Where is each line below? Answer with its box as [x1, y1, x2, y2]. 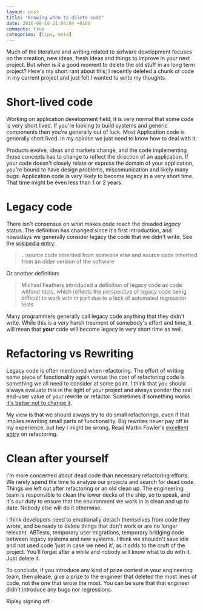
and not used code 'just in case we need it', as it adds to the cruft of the [6, 542, 185, 549]
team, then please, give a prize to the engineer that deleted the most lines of [6, 573, 197, 580]
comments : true [6, 26, 45, 32]
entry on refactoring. [6, 430, 58, 438]
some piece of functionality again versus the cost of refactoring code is [6, 373, 185, 381]
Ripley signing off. [6, 597, 52, 605]
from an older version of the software [21, 258, 115, 265]
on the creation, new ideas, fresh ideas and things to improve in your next [6, 55, 190, 62]
